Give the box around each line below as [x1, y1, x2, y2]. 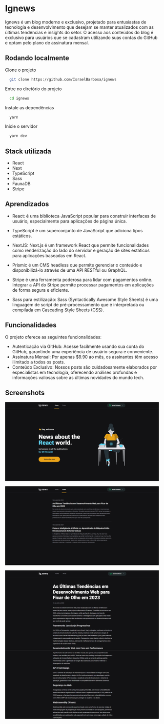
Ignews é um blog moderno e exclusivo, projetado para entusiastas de [5, 19, 146, 25]
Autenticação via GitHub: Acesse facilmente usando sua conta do [12, 343, 144, 349]
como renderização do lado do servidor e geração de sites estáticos [12, 247, 150, 253]
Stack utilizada [5, 147, 51, 155]
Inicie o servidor [5, 123, 38, 129]
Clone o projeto [5, 67, 37, 73]
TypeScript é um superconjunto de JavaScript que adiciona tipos [12, 227, 143, 233]
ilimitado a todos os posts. [12, 359, 65, 365]
